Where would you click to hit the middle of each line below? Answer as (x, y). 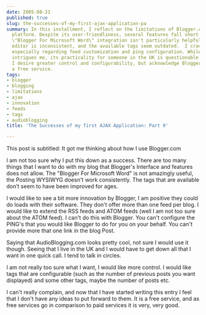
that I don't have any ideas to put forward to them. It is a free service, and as (103, 299)
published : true (27, 18)
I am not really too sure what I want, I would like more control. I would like (99, 267)
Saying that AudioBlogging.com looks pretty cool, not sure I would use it (97, 243)
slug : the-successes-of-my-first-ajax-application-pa (77, 23)
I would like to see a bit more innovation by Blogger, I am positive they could (102, 198)
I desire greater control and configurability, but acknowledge (96, 63)
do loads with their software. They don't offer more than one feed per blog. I (103, 205)
